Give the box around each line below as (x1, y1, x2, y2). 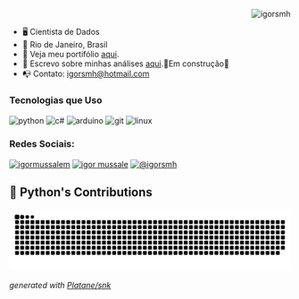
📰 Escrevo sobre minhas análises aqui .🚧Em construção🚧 (21, 58, 229, 69)
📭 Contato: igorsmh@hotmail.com (21, 68, 150, 79)
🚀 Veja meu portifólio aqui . (21, 49, 120, 59)
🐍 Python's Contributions (9, 184, 154, 201)
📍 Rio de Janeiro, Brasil (21, 39, 108, 49)
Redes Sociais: (9, 137, 75, 149)
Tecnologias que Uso (9, 94, 103, 107)
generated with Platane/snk (9, 279, 112, 290)
